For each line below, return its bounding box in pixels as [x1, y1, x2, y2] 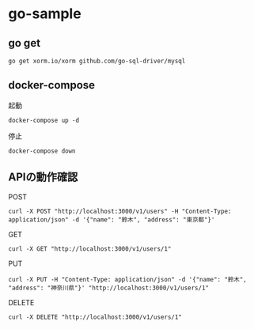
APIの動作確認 [8, 171, 78, 184]
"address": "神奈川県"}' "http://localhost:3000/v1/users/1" [8, 284, 210, 292]
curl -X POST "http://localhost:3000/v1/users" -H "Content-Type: [8, 207, 232, 215]
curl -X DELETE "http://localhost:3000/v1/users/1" [8, 313, 182, 321]
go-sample [8, 5, 82, 23]
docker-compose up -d [8, 116, 80, 124]
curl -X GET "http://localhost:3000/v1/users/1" [8, 244, 172, 253]
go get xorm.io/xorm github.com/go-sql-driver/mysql [8, 57, 186, 65]
